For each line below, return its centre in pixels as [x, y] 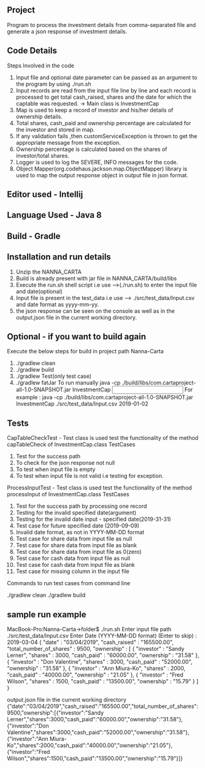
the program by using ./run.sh [53, 84]
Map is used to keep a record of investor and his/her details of [95, 110]
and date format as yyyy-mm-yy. [57, 304]
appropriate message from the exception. [68, 142]
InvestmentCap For [133, 390]
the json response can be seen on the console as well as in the [95, 311]
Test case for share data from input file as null [74, 539]
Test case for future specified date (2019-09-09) [78, 526]
